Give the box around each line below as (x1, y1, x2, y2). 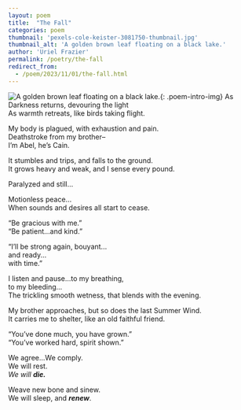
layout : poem (8, 11, 51, 20)
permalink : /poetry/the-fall (8, 56, 104, 64)
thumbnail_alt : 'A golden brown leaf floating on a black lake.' (8, 41, 226, 49)
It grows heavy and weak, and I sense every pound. (8, 164, 175, 173)
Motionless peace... (8, 194, 72, 204)
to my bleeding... (8, 282, 63, 291)
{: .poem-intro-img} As (159, 91, 234, 101)
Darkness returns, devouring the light (8, 100, 129, 109)
